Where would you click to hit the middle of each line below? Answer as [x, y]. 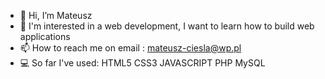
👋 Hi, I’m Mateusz [56, 15]
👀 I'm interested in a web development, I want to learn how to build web [167, 26]
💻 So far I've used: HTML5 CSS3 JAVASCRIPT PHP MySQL [142, 63]
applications [45, 36]
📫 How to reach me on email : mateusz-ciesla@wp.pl [130, 48]
